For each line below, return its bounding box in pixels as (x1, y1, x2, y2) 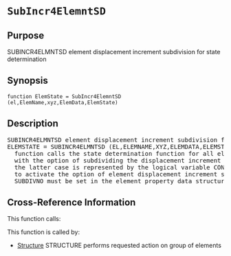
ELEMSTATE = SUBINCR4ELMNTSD (7, 143, 105, 150)
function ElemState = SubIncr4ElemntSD (7, 93, 122, 100)
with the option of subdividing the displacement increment (14, 156, 221, 164)
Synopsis (7, 75, 48, 86)
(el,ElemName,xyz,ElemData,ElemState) (7, 99, 118, 106)
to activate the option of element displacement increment (14, 170, 218, 178)
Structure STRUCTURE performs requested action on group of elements (16, 242, 222, 250)
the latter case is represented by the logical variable (14, 163, 211, 171)
